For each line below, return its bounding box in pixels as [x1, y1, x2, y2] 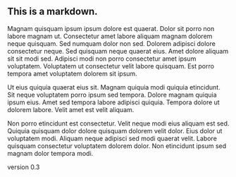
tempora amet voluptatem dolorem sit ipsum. [7, 69, 137, 78]
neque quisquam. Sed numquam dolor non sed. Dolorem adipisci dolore [7, 39, 216, 48]
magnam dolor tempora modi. [7, 149, 94, 157]
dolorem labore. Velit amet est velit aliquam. [7, 105, 135, 114]
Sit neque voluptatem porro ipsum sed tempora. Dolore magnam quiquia [7, 90, 217, 99]
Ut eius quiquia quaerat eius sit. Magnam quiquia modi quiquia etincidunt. [7, 83, 221, 91]
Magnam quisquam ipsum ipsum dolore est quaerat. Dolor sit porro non [7, 24, 215, 32]
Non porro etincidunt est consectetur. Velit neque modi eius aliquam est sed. [7, 119, 230, 128]
